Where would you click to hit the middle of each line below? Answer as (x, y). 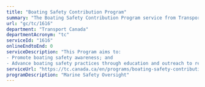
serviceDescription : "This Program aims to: (64, 52)
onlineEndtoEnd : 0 (30, 47)
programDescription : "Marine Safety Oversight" (68, 75)
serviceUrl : (21, 69)
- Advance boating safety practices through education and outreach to (99, 63)
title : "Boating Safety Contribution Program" (67, 12)
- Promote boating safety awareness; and (60, 58)
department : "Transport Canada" (47, 29)
